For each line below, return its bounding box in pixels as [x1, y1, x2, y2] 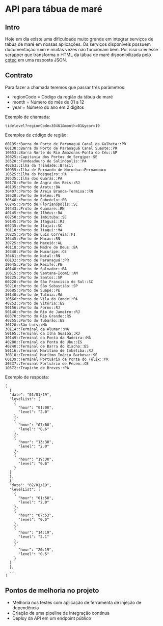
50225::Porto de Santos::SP [5, 275, 63, 280]
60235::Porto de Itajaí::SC [5, 223, 63, 228]
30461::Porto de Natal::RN [5, 253, 60, 258]
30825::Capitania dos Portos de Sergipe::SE [5, 154, 98, 159]
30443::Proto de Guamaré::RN [5, 206, 65, 211]
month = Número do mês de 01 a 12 [12, 99, 84, 105]
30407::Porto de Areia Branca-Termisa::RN [5, 188, 93, 194]
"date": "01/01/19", [9, 392, 52, 397]
